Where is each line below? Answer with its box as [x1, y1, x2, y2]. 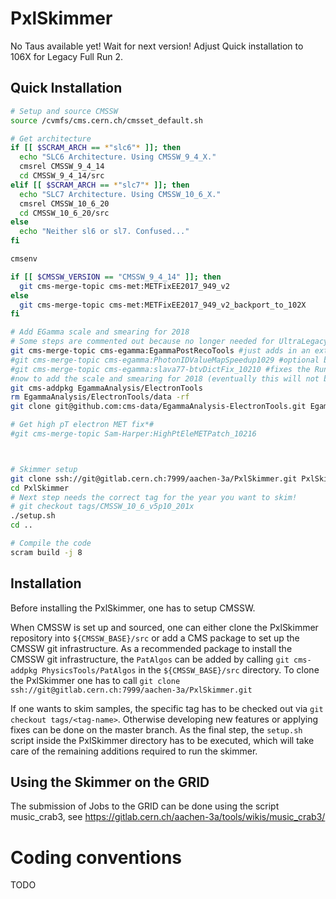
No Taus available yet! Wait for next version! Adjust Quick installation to [10, 40, 304, 52]
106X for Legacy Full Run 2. [10, 50, 123, 62]
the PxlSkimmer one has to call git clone [10, 674, 181, 686]
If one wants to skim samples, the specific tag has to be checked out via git [10, 702, 324, 714]
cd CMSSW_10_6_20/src [19, 208, 110, 218]
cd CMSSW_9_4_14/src [19, 171, 105, 181]
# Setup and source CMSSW [10, 106, 118, 116]
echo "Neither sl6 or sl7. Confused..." [19, 227, 190, 237]
